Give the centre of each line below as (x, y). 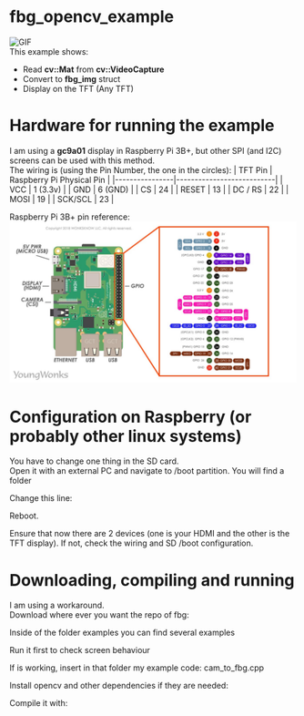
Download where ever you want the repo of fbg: (99, 615)
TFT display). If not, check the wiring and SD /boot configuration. (132, 543)
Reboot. (24, 516)
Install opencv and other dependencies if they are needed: (119, 686)
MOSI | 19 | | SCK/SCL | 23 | (62, 199)
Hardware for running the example (142, 126)
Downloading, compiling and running (152, 580)
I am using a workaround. (57, 605)
